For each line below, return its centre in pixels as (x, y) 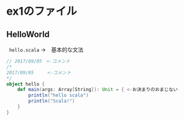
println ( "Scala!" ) (52, 101)
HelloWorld (28, 34)
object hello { (26, 84)
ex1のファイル (42, 11)
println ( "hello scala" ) (58, 95)
